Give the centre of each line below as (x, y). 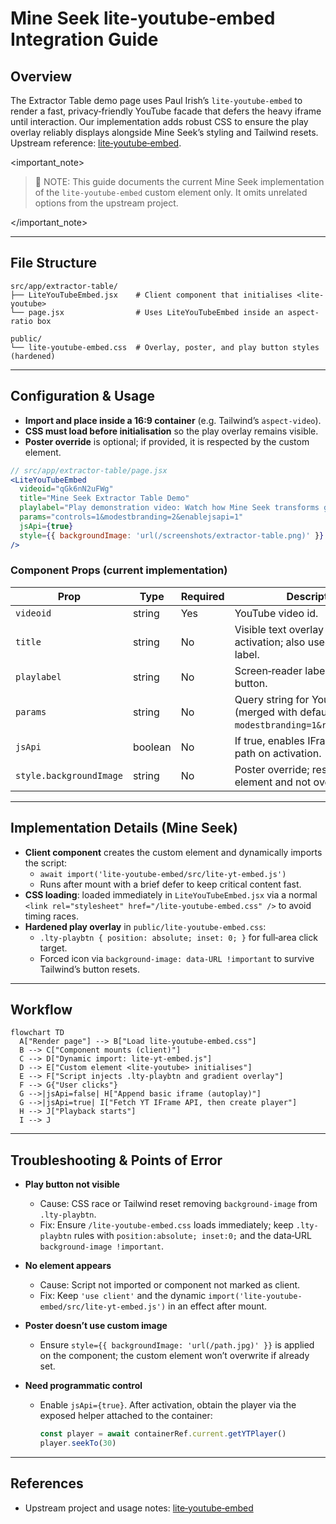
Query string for (272, 699)
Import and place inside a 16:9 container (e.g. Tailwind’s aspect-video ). (173, 420)
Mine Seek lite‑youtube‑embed (143, 18)
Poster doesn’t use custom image (96, 1326)
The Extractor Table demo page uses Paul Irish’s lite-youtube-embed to (156, 100)
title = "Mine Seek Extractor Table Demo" (104, 498)
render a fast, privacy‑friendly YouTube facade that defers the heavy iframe (166, 111)
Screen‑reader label (281, 670)
